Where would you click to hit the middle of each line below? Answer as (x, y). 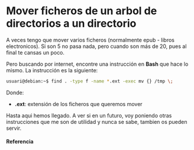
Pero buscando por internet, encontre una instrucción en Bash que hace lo (97, 64)
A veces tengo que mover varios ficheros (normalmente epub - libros (90, 40)
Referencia (20, 142)
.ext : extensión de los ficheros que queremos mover (79, 104)
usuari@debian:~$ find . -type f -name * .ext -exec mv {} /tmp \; (90, 81)
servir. (14, 128)
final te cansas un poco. (35, 52)
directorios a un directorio (71, 23)
